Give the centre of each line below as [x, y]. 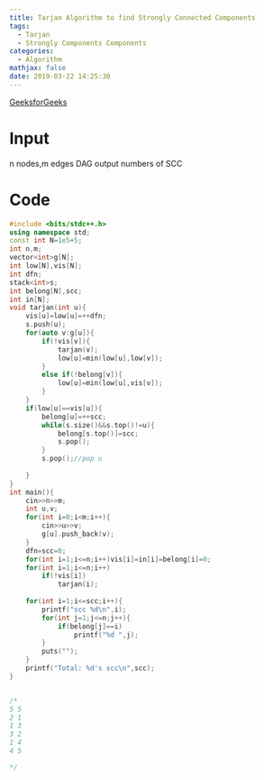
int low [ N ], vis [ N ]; [46, 266]
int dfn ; [26, 274]
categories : [32, 51]
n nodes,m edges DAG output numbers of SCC [96, 163]
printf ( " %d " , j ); [106, 635]
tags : [19, 26]
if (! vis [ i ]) [64, 576]
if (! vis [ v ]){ [66, 341]
